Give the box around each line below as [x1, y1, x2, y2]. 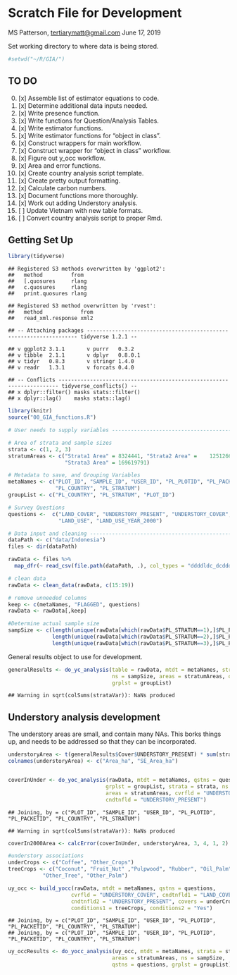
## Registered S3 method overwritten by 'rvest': [8, 302, 157, 309]
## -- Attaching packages [8, 327, 84, 334]
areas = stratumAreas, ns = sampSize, [112, 955, 226, 962]
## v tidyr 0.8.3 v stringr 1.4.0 [8, 358, 134, 365]
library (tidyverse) [8, 252, 65, 260]
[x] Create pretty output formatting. [18, 176, 121, 185]
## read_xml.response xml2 [8, 315, 94, 322]
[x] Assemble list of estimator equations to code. [18, 94, 160, 102]
